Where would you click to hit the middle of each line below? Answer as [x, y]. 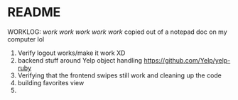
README [34, 12]
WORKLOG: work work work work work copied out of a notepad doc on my [117, 32]
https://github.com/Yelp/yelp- [187, 60]
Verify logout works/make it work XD [71, 53]
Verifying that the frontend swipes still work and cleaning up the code [120, 75]
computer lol [26, 39]
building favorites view [51, 82]
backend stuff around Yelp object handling [80, 60]
